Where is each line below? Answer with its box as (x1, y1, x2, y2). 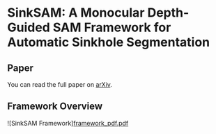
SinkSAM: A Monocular (7, 5, 145, 21)
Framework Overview (7, 101, 103, 112)
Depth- (147, 5, 190, 21)
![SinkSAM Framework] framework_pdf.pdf (7, 119, 129, 127)
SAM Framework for (52, 19, 171, 35)
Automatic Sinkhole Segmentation (7, 35, 210, 50)
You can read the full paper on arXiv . (7, 81, 113, 88)
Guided (7, 19, 51, 35)
